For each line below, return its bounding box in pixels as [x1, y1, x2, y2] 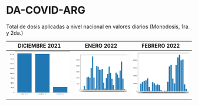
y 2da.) [6, 29, 24, 36]
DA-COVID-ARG [6, 4, 85, 17]
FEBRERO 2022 [141, 42, 180, 49]
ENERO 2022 [84, 42, 118, 49]
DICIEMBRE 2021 [17, 42, 61, 49]
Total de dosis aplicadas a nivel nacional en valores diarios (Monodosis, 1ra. [6, 23, 190, 30]
